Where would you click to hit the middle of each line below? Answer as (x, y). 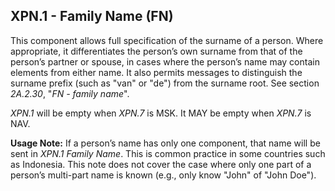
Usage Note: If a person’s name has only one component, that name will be (165, 143)
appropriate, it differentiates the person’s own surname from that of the (156, 51)
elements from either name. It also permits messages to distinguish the (156, 72)
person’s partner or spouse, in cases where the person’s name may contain (165, 61)
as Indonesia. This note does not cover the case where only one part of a (161, 164)
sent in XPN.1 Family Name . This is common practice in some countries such (168, 153)
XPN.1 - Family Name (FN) (92, 16)
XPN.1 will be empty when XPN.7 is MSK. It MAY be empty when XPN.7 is (161, 113)
